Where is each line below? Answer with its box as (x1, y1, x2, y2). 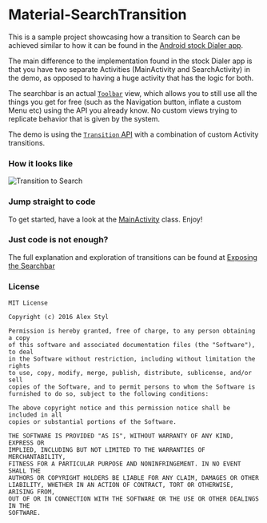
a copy (8, 334, 30, 342)
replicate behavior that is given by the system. (8, 114, 161, 123)
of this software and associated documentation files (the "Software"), (8, 341, 256, 349)
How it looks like (8, 158, 74, 169)
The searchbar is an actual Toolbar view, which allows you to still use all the (8, 88, 257, 98)
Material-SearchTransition (8, 6, 187, 24)
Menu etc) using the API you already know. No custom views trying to (8, 106, 237, 115)
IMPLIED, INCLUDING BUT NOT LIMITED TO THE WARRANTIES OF (8, 446, 205, 454)
